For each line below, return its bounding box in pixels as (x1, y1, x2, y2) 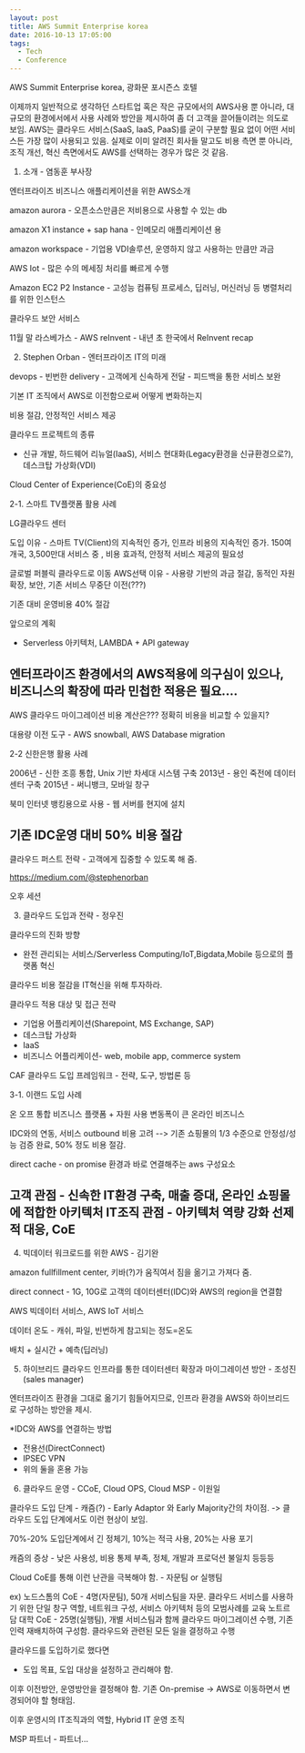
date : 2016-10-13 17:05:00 (9, 30, 112, 39)
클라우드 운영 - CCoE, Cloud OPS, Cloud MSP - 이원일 (22, 1483, 221, 1494)
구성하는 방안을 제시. (18, 1404, 93, 1415)
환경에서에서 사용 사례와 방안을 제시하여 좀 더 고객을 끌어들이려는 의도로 (33, 113, 290, 123)
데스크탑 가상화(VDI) (22, 460, 97, 470)
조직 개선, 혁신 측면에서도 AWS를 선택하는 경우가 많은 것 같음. (9, 147, 229, 158)
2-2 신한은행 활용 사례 (9, 748, 88, 759)
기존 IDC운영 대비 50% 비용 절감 (9, 828, 183, 843)
